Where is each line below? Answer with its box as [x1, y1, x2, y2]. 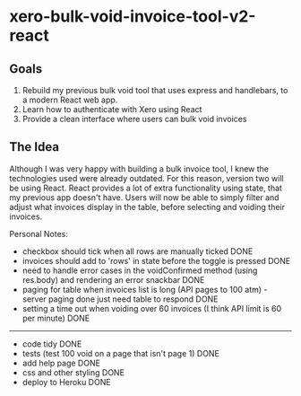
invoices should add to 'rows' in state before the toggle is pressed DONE [21, 255, 291, 266]
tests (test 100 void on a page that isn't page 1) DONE [21, 348, 219, 358]
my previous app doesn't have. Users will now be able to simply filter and [9, 191, 279, 203]
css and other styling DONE [21, 366, 125, 378]
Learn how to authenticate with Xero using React [21, 104, 202, 114]
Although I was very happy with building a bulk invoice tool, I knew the [9, 163, 269, 174]
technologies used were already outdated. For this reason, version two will [9, 172, 284, 183]
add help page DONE [21, 357, 101, 368]
